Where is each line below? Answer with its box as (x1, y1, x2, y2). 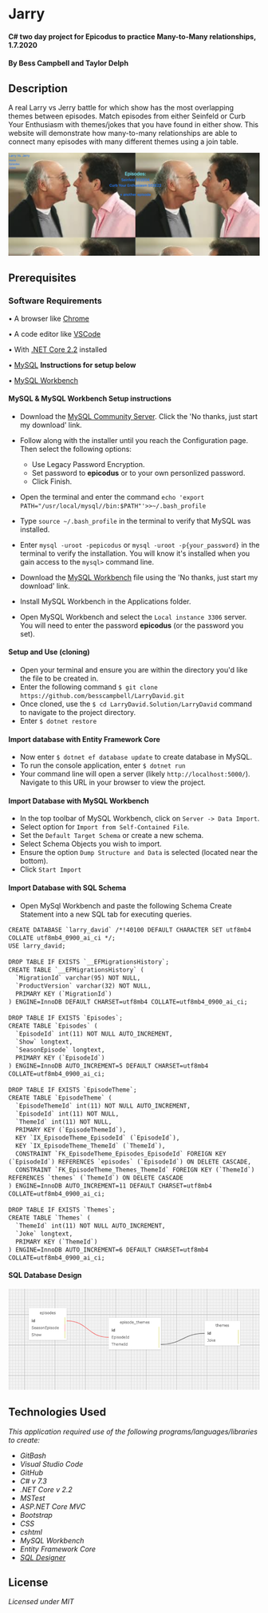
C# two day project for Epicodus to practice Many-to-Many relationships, (8, 31, 257, 41)
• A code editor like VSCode (8, 329, 101, 338)
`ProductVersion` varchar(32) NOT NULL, (15, 981, 152, 990)
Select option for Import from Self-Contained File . (19, 822, 190, 832)
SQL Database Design (8, 1271, 82, 1280)
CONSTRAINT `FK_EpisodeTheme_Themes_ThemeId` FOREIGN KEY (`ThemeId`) (15, 1165, 255, 1174)
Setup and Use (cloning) (8, 647, 90, 657)
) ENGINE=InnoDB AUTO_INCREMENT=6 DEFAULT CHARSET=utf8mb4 (8, 1245, 209, 1254)
